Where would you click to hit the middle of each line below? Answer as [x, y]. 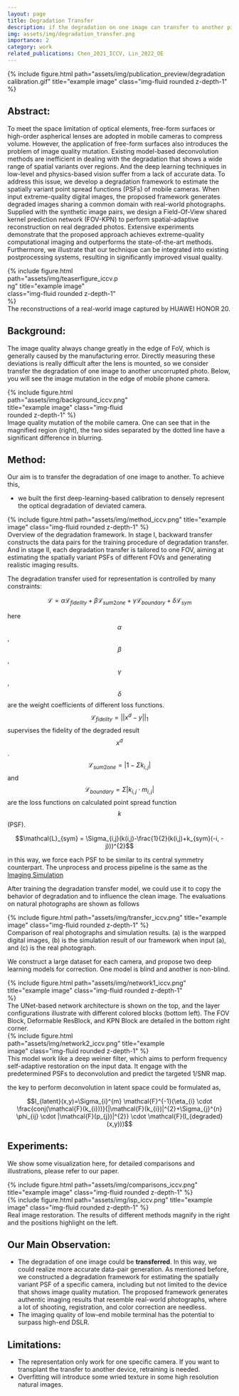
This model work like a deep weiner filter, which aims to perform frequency [117, 1058]
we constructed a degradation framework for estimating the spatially [118, 1277]
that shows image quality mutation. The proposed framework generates [123, 1292]
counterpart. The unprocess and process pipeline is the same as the [107, 867]
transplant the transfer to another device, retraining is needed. [109, 1370]
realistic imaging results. [43, 565]
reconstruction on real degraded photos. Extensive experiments [101, 227]
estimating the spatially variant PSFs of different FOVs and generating [110, 557]
